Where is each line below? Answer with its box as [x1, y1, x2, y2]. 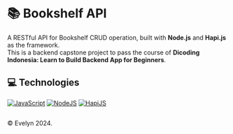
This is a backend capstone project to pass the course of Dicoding [7, 48, 200, 57]
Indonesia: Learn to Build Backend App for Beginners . [7, 55, 167, 64]
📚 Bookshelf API [7, 6, 107, 22]
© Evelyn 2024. [7, 119, 52, 128]
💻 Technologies [7, 77, 80, 89]
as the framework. [7, 40, 60, 49]
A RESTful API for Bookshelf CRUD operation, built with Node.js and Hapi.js [7, 33, 226, 42]
